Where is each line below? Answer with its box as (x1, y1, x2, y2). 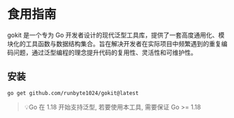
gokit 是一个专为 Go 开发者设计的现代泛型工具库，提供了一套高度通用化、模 (7, 31, 225, 39)
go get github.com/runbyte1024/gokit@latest (7, 89, 139, 96)
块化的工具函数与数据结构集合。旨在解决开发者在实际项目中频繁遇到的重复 (7, 39, 221, 47)
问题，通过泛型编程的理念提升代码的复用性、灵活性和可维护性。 (13, 48, 197, 57)
